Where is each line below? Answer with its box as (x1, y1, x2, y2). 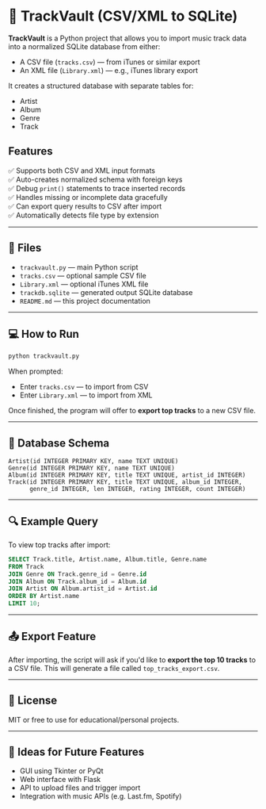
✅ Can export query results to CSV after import (8, 201, 162, 211)
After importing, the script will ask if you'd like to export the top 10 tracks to (8, 654, 256, 665)
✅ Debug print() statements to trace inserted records (8, 183, 186, 193)
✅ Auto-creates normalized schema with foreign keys (8, 174, 183, 184)
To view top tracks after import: (8, 539, 111, 550)
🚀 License (8, 694, 58, 707)
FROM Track (8, 562, 44, 570)
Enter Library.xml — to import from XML (19, 390, 153, 400)
